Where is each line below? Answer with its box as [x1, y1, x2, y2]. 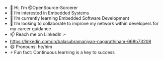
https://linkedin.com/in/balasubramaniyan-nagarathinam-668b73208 [9, 39, 152, 44]
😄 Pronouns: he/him [9, 44, 52, 50]
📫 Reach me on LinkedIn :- [9, 31, 66, 37]
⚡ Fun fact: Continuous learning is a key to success [9, 50, 115, 55]
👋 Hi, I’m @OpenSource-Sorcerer [9, 5, 78, 10]
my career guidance [9, 26, 51, 32]
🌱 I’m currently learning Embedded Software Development [9, 15, 129, 21]
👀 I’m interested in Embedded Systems [9, 10, 89, 16]
